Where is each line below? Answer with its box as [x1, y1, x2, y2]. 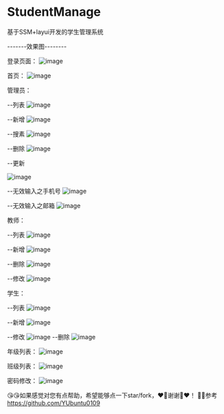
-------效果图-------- [7, 42, 67, 50]
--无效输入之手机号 [7, 187, 61, 195]
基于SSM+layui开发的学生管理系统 [7, 27, 104, 36]
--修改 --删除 [7, 332, 70, 341]
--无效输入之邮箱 [7, 201, 55, 209]
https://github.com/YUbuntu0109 [7, 399, 101, 407]
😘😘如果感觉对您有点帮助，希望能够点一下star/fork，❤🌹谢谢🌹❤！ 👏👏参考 [7, 391, 218, 399]
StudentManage [7, 4, 101, 20]
